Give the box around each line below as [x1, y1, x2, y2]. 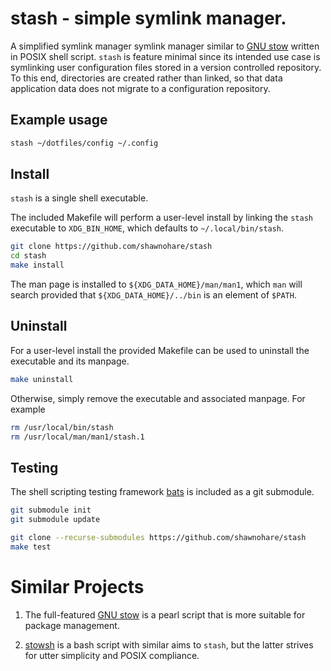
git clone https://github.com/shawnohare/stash [10, 242, 213, 252]
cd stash [10, 251, 47, 261]
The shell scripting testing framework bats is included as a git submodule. [10, 486, 315, 498]
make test [10, 542, 52, 552]
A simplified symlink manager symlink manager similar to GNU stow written [10, 40, 320, 52]
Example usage [10, 112, 108, 129]
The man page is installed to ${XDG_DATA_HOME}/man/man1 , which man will [10, 278, 303, 291]
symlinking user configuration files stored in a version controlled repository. [10, 61, 322, 73]
